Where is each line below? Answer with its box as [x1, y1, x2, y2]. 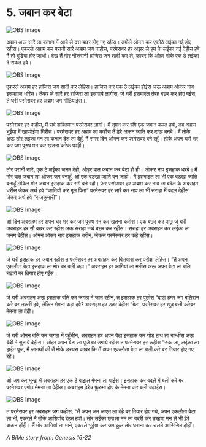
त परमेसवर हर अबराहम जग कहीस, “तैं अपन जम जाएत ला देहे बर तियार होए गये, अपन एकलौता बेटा [6, 408, 196, 415]
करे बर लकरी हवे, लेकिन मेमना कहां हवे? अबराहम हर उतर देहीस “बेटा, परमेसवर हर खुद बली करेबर [6, 300, 196, 308]
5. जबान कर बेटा [6, 6, 72, 20]
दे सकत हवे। [6, 58, 32, 66]
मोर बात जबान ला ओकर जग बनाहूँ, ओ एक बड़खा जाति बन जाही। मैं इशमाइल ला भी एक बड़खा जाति [6, 173, 197, 180]
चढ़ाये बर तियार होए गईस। [6, 270, 58, 277]
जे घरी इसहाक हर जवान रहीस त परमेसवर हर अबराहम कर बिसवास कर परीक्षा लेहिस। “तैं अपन [6, 255, 188, 263]
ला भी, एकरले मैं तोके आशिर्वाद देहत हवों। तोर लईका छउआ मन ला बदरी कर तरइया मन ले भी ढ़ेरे [6, 414, 190, 422]
